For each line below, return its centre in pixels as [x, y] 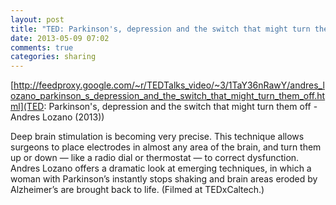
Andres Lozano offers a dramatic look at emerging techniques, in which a [161, 168]
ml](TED [27, 107]
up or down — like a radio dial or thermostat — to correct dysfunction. [155, 158]
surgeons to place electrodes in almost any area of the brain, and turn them [166, 147]
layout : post [37, 19]
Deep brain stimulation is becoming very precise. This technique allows [157, 137]
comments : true [42, 47]
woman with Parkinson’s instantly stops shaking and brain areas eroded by [164, 179]
